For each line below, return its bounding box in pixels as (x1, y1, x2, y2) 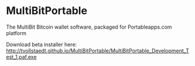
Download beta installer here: (6, 41, 77, 48)
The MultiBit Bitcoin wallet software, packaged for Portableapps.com (6, 23, 172, 30)
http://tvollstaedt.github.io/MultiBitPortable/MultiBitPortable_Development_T (6, 47, 189, 54)
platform (6, 29, 26, 36)
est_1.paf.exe (6, 53, 37, 60)
